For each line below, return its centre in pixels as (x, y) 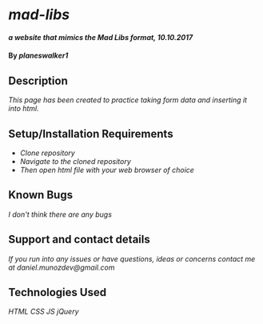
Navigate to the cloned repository (76, 161)
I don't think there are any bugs (60, 214)
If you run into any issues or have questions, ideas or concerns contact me (132, 258)
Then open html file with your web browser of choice (107, 170)
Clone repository (48, 153)
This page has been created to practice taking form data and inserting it (128, 100)
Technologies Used (57, 292)
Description (38, 80)
